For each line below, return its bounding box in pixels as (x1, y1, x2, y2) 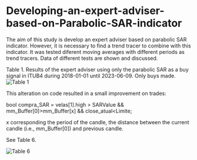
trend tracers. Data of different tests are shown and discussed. (6, 55, 158, 62)
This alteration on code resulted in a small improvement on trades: (6, 90, 166, 97)
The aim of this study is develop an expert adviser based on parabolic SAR (6, 36, 187, 43)
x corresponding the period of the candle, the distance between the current (6, 118, 189, 125)
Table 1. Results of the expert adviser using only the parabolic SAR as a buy (6, 66, 189, 73)
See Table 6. (6, 136, 36, 143)
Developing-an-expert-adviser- (6, 4, 165, 18)
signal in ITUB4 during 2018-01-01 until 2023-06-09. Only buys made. (6, 72, 176, 79)
